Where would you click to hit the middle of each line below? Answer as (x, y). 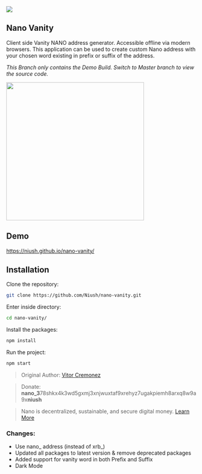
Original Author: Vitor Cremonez (61, 375)
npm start (19, 364)
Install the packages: (32, 330)
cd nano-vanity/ (27, 318)
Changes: (21, 433)
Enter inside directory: (34, 307)
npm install (21, 341)
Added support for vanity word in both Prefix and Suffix (84, 459)
